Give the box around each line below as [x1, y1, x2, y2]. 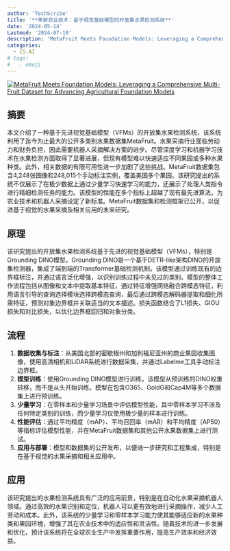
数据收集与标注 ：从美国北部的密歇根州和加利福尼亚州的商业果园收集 [16, 349, 209, 357]
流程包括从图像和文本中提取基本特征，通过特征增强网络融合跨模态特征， [12, 282, 217, 290]
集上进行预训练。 [16, 392, 66, 401]
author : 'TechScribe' [7, 10, 69, 17]
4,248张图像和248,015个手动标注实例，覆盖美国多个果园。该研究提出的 [12, 171, 214, 179]
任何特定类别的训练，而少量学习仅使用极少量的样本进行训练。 [16, 409, 192, 418]
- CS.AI [13, 49, 36, 56]
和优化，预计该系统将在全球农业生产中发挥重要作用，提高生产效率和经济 [7, 528, 211, 536]
